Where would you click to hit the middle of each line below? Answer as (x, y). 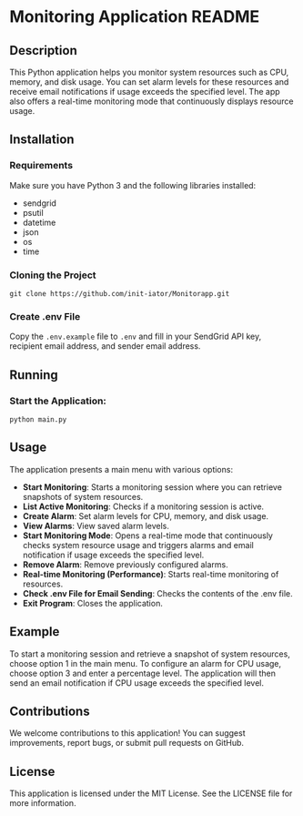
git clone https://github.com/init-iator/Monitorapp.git (120, 293)
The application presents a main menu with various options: (121, 469)
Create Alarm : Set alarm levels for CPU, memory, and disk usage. (146, 515)
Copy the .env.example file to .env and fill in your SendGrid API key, (136, 337)
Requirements (41, 166)
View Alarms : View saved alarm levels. (96, 525)
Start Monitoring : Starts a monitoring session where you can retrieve (152, 487)
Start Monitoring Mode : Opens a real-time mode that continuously (147, 535)
